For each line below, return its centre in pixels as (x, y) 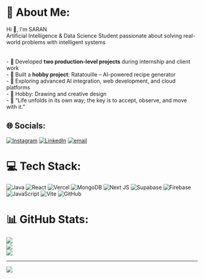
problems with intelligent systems (64, 42)
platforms (18, 87)
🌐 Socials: (26, 126)
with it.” (16, 106)
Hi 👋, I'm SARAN (27, 29)
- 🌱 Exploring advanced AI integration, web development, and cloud (91, 81)
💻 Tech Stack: (44, 166)
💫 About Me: (38, 12)
